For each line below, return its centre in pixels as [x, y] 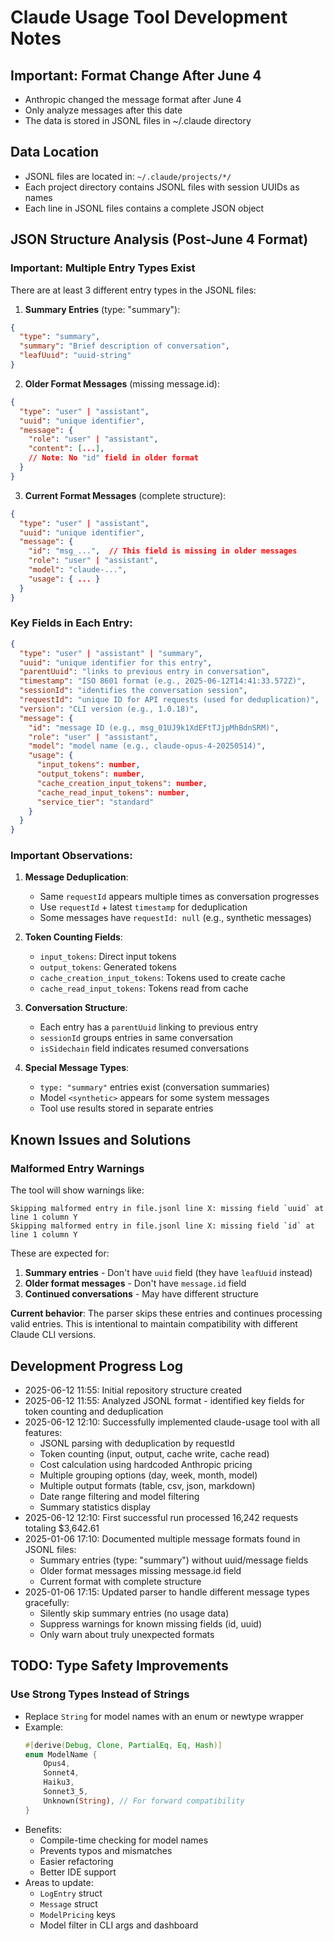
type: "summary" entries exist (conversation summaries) [154, 1087]
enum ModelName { [61, 1754]
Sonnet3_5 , [66, 1792]
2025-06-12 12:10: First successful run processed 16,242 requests [161, 1517]
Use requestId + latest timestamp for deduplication [143, 907]
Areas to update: [59, 1882]
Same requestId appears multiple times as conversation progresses [179, 897]
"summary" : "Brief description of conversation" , [124, 346]
